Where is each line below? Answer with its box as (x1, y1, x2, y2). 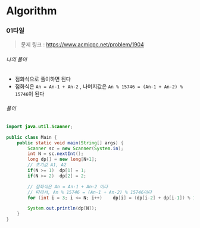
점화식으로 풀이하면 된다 (14, 75, 71, 83)
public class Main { (6, 134, 58, 140)
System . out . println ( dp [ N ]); (27, 205, 97, 211)
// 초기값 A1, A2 (27, 162, 67, 168)
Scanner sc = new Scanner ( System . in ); (27, 145, 124, 151)
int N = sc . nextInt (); (27, 151, 84, 157)
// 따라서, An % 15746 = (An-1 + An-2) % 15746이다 (27, 189, 152, 195)
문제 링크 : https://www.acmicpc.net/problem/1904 (20, 41, 144, 48)
